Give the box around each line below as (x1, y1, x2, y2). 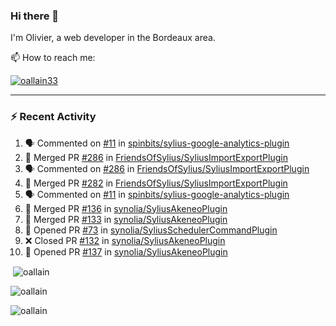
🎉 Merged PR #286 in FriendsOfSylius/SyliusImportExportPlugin (24, 151, 288, 163)
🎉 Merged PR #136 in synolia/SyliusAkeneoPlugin (24, 202, 228, 214)
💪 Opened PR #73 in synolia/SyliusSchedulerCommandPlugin (24, 224, 278, 236)
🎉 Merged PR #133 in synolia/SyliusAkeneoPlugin (24, 213, 228, 225)
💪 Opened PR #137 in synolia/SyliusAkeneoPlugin (24, 245, 228, 258)
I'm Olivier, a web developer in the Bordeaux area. (10, 32, 216, 44)
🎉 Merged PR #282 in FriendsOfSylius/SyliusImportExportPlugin (24, 177, 288, 189)
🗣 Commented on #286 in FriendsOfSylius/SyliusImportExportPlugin (24, 162, 310, 174)
